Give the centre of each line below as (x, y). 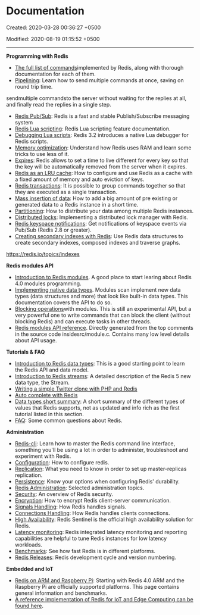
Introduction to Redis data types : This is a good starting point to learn (100, 363)
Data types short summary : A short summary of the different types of (100, 401)
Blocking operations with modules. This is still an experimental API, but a (103, 308)
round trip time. (34, 86)
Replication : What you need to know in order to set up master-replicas (101, 469)
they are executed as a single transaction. (66, 192)
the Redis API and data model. (52, 370)
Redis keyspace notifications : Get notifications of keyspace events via (101, 223)
